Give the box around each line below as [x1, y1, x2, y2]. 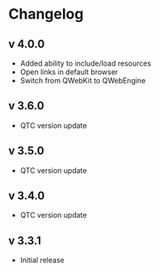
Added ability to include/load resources [19, 58, 152, 68]
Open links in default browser [19, 67, 119, 77]
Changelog [8, 5, 84, 23]
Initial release [19, 256, 65, 265]
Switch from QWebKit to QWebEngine [19, 76, 146, 85]
